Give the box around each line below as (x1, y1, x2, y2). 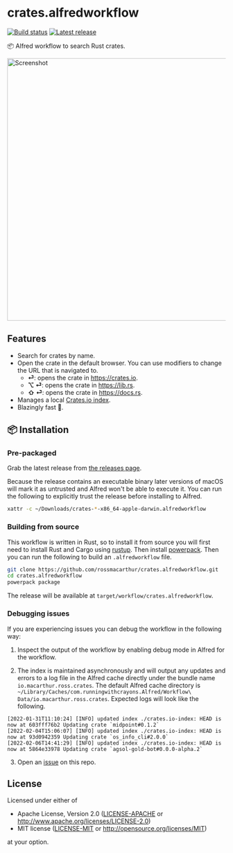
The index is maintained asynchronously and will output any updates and (17, 666, 226, 675)
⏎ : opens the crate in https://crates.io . (27, 373, 139, 382)
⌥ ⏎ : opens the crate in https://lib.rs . (27, 380, 135, 389)
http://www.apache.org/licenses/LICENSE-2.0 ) (17, 817, 151, 825)
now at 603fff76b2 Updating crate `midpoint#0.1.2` (7, 721, 159, 728)
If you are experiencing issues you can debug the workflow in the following (7, 625, 222, 633)
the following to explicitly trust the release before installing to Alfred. (7, 492, 202, 500)
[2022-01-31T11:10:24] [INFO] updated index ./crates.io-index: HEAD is (7, 715, 222, 723)
